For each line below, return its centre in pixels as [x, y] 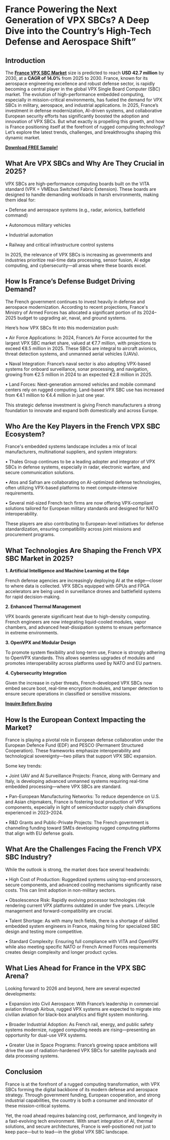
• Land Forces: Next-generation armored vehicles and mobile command [80, 384]
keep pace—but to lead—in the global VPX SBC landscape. [67, 1132]
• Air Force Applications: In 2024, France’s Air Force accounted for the [79, 337]
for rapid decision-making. [33, 597]
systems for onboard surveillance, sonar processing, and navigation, [77, 369]
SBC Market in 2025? [39, 558]
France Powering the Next [61, 9]
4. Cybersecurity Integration [36, 673]
